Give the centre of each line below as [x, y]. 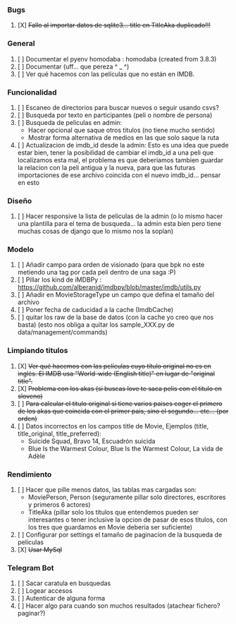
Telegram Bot [31, 568]
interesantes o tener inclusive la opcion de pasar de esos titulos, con [128, 520]
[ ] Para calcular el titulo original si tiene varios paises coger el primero [120, 403]
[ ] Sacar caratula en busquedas [64, 583]
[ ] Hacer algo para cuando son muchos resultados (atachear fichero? [119, 606]
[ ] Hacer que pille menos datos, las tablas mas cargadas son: [107, 490]
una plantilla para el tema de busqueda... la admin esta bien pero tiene [119, 224]
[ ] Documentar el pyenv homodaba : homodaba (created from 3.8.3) [117, 59]
